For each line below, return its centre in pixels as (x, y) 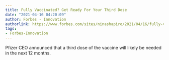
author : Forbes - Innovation (36, 19)
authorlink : (18, 24)
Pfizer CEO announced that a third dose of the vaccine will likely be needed (83, 48)
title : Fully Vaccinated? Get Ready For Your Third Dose (66, 10)
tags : (11, 29)
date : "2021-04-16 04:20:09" (36, 15)
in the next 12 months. (28, 53)
